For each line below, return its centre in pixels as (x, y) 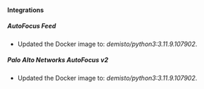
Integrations (26, 10)
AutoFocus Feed (32, 26)
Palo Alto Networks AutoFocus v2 (58, 60)
